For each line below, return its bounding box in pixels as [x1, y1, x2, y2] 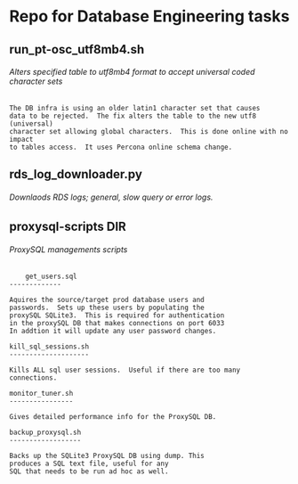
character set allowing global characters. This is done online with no [9, 127, 289, 135]
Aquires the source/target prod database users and [9, 295, 205, 304]
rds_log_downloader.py [9, 167, 142, 182]
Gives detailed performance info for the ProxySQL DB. [9, 412, 217, 421]
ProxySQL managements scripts [9, 243, 128, 255]
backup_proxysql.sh [9, 428, 82, 437]
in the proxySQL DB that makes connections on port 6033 [9, 318, 225, 327]
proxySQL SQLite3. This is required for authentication [9, 310, 225, 320]
